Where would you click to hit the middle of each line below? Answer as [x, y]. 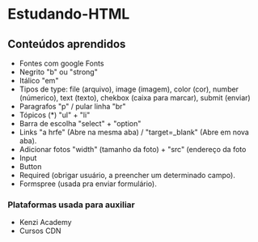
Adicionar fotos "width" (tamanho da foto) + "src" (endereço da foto [133, 149]
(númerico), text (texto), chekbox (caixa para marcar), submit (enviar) [135, 98]
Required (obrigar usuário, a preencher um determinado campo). [127, 175]
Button [30, 166]
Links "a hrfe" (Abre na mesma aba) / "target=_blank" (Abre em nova [134, 132]
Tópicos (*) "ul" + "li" [55, 115]
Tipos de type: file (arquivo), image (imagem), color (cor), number [129, 89]
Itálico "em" [39, 81]
